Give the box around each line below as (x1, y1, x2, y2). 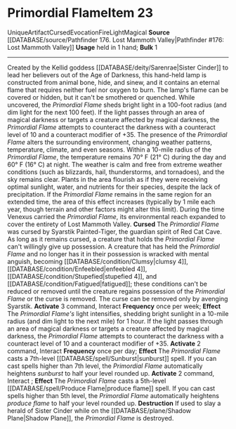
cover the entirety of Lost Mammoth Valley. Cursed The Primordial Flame (7, 220, 220, 228)
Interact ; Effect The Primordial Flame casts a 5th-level (7, 376, 166, 385)
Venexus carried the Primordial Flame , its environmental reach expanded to (7, 212, 226, 220)
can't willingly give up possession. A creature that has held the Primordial (7, 242, 220, 251)
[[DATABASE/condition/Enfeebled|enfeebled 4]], (7, 265, 147, 273)
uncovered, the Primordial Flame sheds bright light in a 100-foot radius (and (7, 100, 227, 109)
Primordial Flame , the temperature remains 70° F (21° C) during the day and (7, 152, 227, 161)
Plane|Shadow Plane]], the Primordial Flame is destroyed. (7, 414, 174, 422)
